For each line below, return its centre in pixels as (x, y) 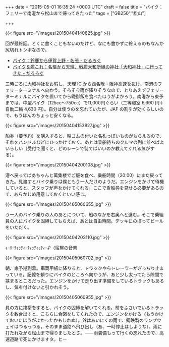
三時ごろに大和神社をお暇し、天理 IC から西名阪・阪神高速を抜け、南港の (81, 84)
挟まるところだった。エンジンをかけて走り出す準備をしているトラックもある (85, 281)
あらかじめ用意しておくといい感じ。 (51, 194)
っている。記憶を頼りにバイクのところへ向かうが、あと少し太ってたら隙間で (84, 274)
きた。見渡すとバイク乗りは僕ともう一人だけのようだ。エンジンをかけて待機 (84, 182)
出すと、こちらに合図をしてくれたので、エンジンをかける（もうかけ (93, 314)
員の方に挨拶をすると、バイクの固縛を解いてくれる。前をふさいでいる (78, 308)
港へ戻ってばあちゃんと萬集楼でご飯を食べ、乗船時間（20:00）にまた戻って (84, 175)
